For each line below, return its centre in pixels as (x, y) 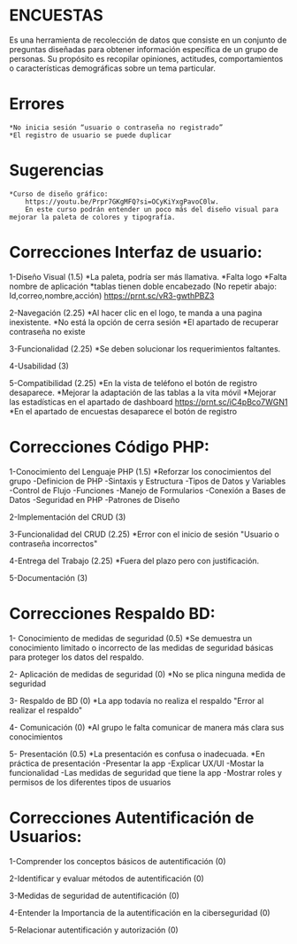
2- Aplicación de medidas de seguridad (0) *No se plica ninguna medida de (147, 674)
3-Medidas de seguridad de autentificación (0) (94, 895)
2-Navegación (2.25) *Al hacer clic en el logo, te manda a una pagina (136, 313)
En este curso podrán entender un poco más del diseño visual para (152, 209)
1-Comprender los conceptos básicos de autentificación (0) (118, 861)
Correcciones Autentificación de (132, 818)
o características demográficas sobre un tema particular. (113, 68)
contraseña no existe (47, 331)
